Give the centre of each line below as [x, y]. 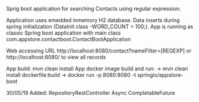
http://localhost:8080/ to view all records [56, 57]
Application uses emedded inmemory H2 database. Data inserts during [93, 20]
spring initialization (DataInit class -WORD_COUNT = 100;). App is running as [100, 27]
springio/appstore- [160, 75]
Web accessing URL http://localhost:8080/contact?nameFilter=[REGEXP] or [99, 51]
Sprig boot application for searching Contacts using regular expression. [94, 9]
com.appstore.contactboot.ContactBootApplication [68, 39]
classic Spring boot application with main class [64, 33]
